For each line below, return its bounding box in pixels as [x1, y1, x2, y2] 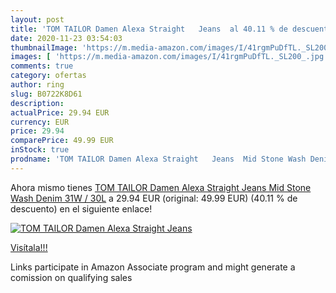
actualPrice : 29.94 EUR [10, 107, 110, 118]
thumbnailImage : [10, 42, 78, 53]
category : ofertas [10, 71, 87, 81]
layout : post [10, 14, 65, 25]
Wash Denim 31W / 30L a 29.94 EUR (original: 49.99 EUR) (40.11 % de [10, 192, 298, 204]
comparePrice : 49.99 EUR [10, 136, 114, 146]
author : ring [10, 80, 65, 90]
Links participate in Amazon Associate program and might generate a [10, 261, 296, 273]
